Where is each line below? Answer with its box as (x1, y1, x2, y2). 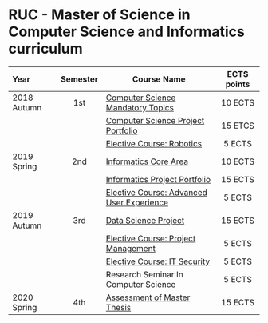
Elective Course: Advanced (105, 186, 207, 197)
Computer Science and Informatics (8, 22, 245, 41)
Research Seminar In (105, 269, 183, 280)
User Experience (105, 197, 169, 208)
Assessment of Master (105, 292, 191, 303)
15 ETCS (220, 120, 255, 131)
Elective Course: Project (105, 233, 196, 244)
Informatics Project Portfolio (105, 173, 211, 185)
